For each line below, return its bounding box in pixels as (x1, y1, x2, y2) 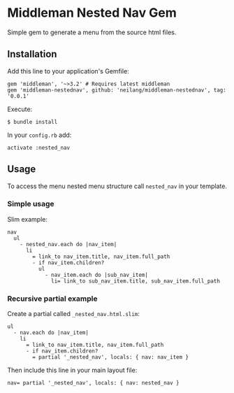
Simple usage (7, 199, 54, 209)
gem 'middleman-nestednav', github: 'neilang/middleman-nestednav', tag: (7, 86, 227, 94)
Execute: (7, 105, 33, 113)
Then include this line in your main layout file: (7, 366, 138, 375)
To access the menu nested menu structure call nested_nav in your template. (7, 182, 227, 190)
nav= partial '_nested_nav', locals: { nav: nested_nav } (7, 380, 180, 387)
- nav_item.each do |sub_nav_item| (44, 271, 149, 278)
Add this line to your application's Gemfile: (7, 66, 129, 75)
